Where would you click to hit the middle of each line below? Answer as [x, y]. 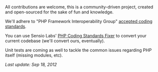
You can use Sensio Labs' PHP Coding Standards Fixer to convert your [76, 36]
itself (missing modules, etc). [34, 55]
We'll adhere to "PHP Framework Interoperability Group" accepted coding [79, 21]
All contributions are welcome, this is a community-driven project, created [79, 7]
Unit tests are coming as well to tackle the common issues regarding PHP [79, 50]
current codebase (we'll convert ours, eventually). [55, 41]
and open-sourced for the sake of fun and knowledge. [59, 12]
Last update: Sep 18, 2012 [31, 65]
